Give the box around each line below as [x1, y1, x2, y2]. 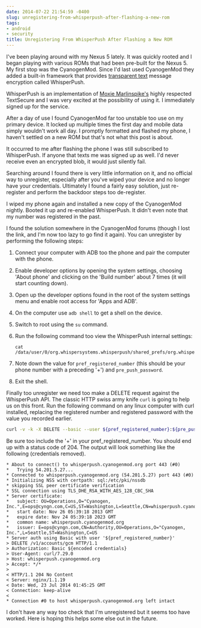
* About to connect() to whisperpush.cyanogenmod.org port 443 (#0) [6, 461, 181, 467]
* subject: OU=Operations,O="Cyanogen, [6, 498, 111, 504]
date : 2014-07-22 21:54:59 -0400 [6, 8, 90, 15]
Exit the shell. [14, 378, 48, 385]
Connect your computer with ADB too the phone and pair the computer [14, 249, 190, 256]
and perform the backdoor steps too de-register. [26, 189, 147, 195]
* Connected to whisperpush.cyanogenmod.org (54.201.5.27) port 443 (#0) [6, 472, 194, 478]
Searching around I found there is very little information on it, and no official [6, 170, 193, 177]
